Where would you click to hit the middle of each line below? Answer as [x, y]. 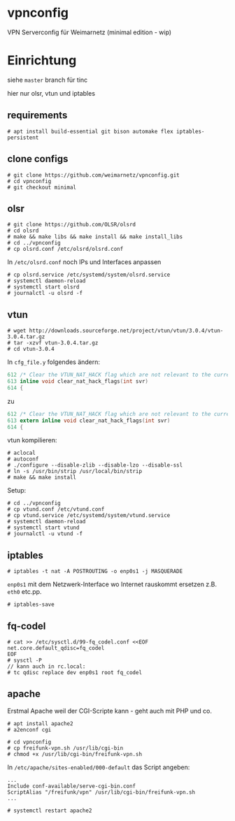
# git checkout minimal [42, 187]
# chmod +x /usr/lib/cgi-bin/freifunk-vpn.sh [74, 754]
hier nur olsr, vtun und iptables [51, 93]
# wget [17, 331]
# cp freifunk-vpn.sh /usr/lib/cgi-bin [65, 748]
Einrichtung [42, 60]
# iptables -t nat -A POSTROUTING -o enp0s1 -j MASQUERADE [95, 572]
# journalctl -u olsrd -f [45, 293]
